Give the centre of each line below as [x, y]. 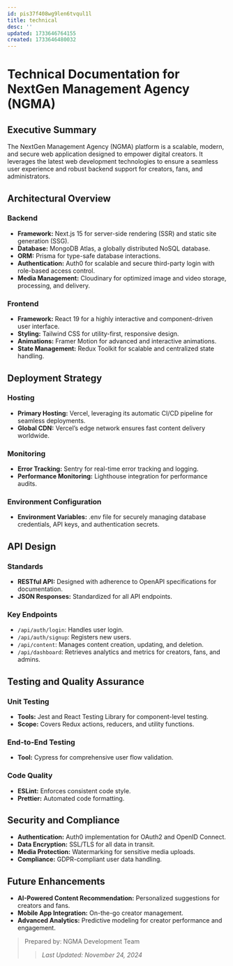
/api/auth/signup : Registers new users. [74, 637]
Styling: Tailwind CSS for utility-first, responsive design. [98, 334]
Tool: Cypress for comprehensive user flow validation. [95, 758]
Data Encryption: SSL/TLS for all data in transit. [86, 844]
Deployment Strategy [55, 378]
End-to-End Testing [41, 742]
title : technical [32, 20]
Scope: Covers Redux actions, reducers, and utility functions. [106, 724]
